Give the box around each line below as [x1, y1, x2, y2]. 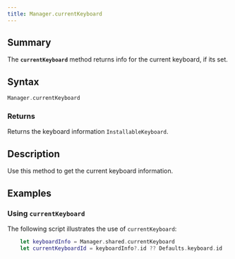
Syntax [7, 76, 40, 88]
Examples [7, 187, 52, 199]
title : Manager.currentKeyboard [7, 10, 102, 18]
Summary [7, 37, 52, 49]
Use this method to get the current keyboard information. [7, 167, 174, 175]
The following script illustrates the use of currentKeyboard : [7, 224, 177, 233]
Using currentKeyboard [7, 208, 85, 218]
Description [7, 148, 60, 160]
